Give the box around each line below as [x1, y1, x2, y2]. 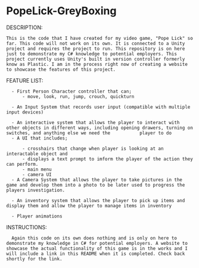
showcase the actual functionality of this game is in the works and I [6, 245, 188, 251]
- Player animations [11, 213, 63, 219]
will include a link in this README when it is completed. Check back [6, 251, 185, 257]
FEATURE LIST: [6, 77, 43, 84]
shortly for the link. [6, 256, 63, 262]
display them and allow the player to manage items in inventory [6, 203, 172, 209]
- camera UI [21, 171, 52, 178]
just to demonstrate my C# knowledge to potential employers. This [6, 51, 178, 57]
